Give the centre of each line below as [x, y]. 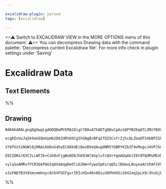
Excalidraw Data [39, 73]
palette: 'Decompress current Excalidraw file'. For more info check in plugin [82, 47]
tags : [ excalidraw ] [25, 19]
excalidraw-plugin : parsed [33, 14]
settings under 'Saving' [29, 53]
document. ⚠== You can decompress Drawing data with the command [77, 42]
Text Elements [28, 91]
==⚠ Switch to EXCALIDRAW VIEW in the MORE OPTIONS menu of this [78, 37]
